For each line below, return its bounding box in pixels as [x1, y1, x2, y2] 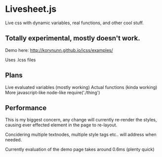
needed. [5, 137, 22, 143]
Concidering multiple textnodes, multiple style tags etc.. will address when [5, 132, 157, 138]
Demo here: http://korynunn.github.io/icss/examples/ [5, 47, 113, 53]
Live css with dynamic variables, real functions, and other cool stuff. [5, 20, 144, 26]
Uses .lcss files [5, 57, 36, 63]
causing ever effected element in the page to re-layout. [5, 122, 118, 128]
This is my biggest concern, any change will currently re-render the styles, [5, 117, 157, 123]
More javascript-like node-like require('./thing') [5, 89, 100, 95]
